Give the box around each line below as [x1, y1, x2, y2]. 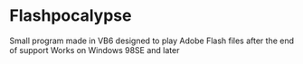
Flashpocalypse [9, 5, 132, 26]
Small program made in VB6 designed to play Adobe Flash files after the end [9, 35, 295, 46]
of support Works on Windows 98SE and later [9, 44, 180, 55]
